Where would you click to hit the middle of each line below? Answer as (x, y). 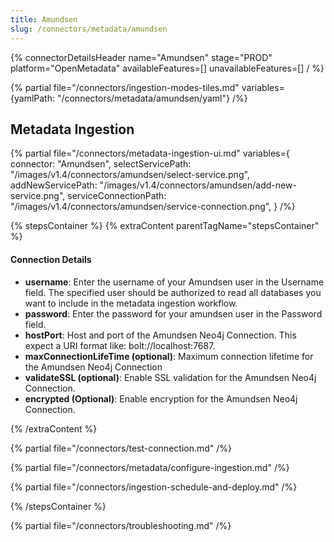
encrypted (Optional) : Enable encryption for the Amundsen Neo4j (161, 398)
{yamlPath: (32, 98)
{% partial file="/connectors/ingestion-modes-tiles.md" (125, 87)
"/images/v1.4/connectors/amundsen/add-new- (198, 185)
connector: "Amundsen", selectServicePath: (101, 164)
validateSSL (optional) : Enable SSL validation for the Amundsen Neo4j (170, 377)
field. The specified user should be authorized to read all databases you (173, 292)
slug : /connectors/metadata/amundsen (89, 29)
